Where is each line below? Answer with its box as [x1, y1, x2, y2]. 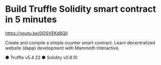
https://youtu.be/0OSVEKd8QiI [5, 30, 68, 36]
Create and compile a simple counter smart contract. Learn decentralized [5, 39, 156, 45]
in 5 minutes [5, 14, 57, 25]
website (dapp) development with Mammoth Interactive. [5, 45, 120, 51]
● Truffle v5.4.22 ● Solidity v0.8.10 [5, 54, 78, 60]
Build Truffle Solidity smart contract [5, 3, 157, 15]
